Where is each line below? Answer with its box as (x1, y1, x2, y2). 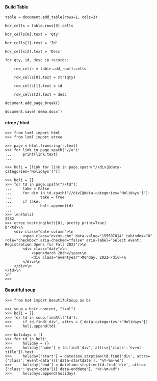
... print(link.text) (5, 152, 58, 157)
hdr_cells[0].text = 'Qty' (5, 32, 60, 37)
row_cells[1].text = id (14, 83, 63, 88)
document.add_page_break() (5, 101, 60, 106)
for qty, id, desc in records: (5, 58, 69, 63)
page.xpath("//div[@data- (68, 165, 122, 170)
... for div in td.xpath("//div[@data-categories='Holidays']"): (5, 190, 151, 196)
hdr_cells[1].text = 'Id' (5, 41, 58, 46)
